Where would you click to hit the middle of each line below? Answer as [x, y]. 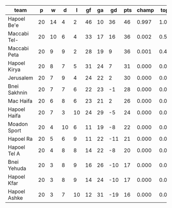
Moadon [18, 124]
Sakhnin [18, 93]
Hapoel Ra [20, 139]
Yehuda [17, 168]
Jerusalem [20, 78]
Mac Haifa [20, 101]
